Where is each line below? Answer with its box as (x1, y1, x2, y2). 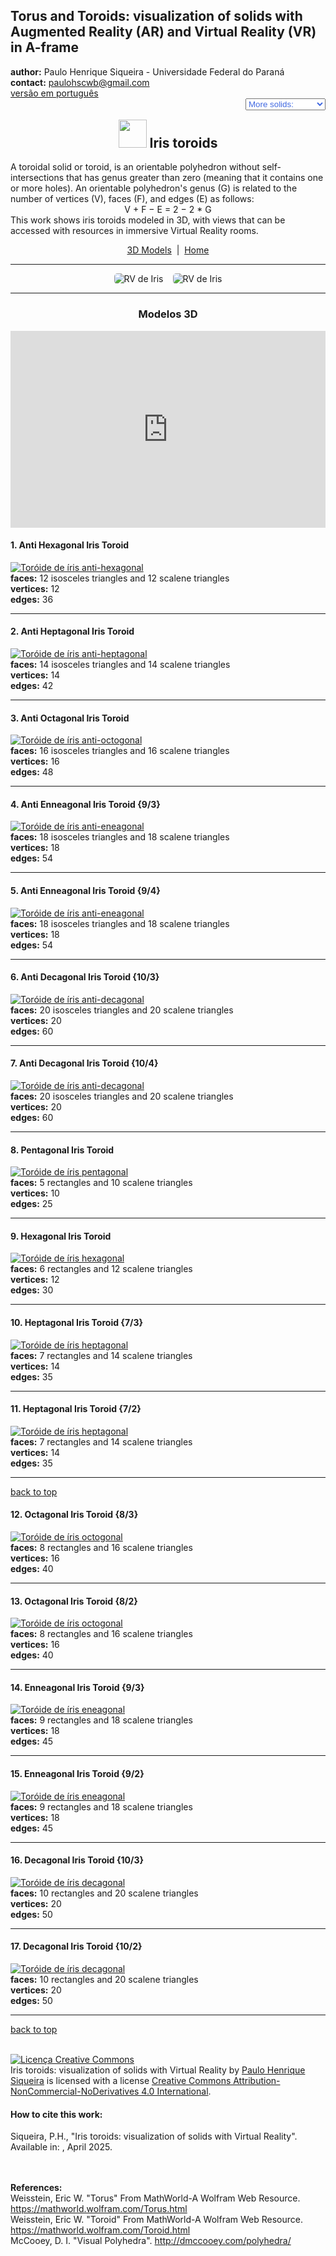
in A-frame (10, 39, 80, 56)
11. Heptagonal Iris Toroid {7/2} (10, 1403, 142, 1415)
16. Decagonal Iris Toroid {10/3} (10, 1854, 145, 1866)
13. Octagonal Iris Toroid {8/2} (10, 1595, 138, 1607)
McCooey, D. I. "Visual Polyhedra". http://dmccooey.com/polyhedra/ (10, 2235, 292, 2247)
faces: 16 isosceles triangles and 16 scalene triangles (10, 745, 230, 757)
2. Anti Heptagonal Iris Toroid (10, 625, 135, 638)
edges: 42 (10, 679, 54, 691)
